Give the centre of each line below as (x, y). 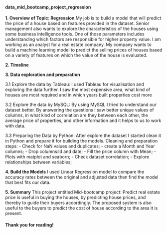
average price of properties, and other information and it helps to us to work (83, 120)
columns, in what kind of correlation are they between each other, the (77, 115)
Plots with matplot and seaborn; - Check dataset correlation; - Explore (77, 157)
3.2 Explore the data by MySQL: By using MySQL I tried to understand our (81, 104)
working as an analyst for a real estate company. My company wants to (79, 44)
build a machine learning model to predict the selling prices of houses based (84, 50)
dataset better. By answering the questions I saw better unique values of (80, 110)
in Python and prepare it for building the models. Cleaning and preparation (82, 141)
